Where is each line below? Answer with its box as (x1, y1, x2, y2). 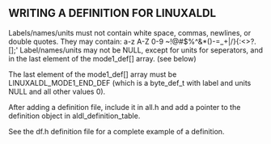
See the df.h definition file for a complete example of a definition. (8, 126, 225, 136)
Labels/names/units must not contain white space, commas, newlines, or (8, 28, 252, 37)
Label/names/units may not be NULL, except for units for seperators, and (19, 44, 264, 55)
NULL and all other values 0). (8, 87, 106, 96)
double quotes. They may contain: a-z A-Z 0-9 (8, 36, 164, 46)
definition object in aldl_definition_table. (8, 111, 141, 121)
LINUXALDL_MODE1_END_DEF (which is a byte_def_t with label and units (8, 78, 252, 87)
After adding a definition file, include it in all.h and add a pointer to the (8, 102, 241, 112)
